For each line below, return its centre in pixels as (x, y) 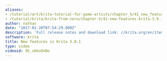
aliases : (14, 10)
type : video (17, 46)
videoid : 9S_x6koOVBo (28, 51)
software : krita (22, 37)
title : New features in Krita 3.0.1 (43, 42)
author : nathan (21, 23)
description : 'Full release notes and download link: (62, 32)
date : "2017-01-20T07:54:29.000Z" (41, 28)
